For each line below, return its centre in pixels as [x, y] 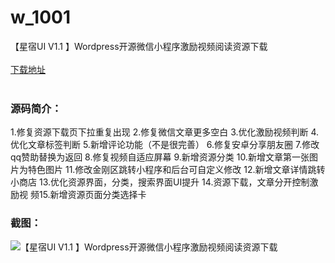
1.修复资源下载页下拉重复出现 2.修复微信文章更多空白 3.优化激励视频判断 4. [165, 132]
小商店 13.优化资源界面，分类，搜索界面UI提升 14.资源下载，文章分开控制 [160, 182]
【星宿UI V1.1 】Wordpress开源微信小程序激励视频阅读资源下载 [139, 46]
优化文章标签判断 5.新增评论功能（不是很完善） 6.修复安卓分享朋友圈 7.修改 [165, 145]
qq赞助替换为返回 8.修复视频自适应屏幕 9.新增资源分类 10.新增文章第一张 [160, 157]
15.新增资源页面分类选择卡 [92, 195]
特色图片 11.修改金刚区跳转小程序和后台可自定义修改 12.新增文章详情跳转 [176, 170]
